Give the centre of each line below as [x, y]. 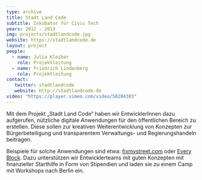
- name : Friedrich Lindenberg [50, 68]
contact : [17, 79]
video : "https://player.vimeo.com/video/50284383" [72, 96]
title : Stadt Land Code [36, 18]
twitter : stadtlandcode [44, 85]
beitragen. [19, 139]
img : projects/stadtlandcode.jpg [49, 35]
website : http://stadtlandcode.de [58, 91]
